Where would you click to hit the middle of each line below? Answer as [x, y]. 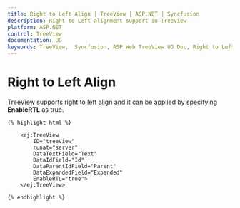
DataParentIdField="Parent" [75, 166]
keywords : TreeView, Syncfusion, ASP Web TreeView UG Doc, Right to [113, 47]
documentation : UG [35, 41]
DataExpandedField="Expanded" [78, 172]
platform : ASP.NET [35, 27]
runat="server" [56, 147]
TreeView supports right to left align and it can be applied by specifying [112, 102]
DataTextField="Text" [65, 154]
